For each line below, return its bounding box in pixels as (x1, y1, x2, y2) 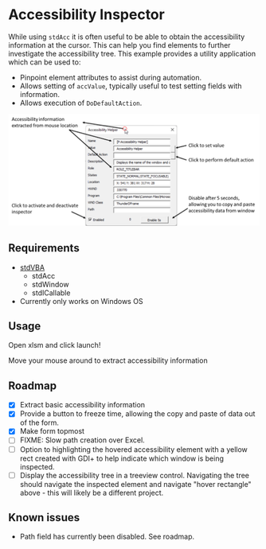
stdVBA (19, 263, 45, 272)
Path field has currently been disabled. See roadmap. (19, 531, 195, 542)
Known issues (8, 511, 80, 524)
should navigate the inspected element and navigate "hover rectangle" (19, 479, 252, 489)
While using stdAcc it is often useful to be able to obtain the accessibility (8, 32, 245, 41)
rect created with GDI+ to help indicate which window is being (19, 454, 225, 463)
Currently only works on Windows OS (19, 296, 143, 306)
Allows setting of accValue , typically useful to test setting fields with (19, 81, 242, 91)
